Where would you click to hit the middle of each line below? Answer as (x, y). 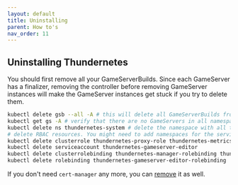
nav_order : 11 (28, 34)
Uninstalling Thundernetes (68, 62)
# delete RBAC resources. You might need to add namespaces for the (110, 134)
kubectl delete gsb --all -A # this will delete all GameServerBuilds (114, 115)
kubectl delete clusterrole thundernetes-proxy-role (87, 141)
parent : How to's (33, 27)
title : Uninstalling (38, 20)
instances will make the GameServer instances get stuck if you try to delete (118, 94)
